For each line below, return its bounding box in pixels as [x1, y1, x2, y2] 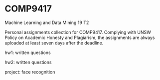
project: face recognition [4, 68, 55, 75]
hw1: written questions [4, 49, 51, 55]
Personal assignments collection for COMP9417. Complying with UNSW [4, 29, 152, 35]
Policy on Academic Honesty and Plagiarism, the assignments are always [4, 34, 155, 40]
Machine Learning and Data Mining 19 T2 [4, 19, 89, 25]
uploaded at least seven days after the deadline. [4, 39, 104, 45]
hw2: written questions [4, 59, 52, 65]
